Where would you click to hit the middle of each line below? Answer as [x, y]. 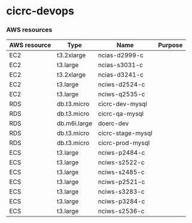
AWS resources [29, 30]
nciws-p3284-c [121, 201]
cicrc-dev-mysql [123, 104]
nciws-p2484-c [121, 153]
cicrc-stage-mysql [125, 133]
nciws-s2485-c [121, 172]
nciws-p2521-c [121, 182]
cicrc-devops [40, 11]
